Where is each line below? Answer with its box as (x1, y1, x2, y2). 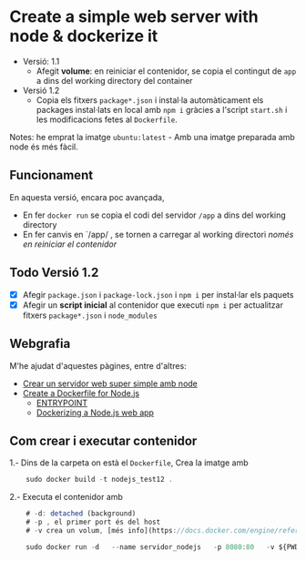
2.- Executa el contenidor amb (9, 492, 123, 503)
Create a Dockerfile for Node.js (22, 387, 140, 398)
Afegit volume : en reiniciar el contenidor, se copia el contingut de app (36, 66, 297, 76)
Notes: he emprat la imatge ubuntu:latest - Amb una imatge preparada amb (9, 131, 296, 142)
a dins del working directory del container (36, 75, 193, 86)
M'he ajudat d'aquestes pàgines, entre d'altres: (9, 360, 187, 371)
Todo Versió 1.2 (9, 265, 99, 280)
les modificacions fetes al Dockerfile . (36, 114, 178, 125)
